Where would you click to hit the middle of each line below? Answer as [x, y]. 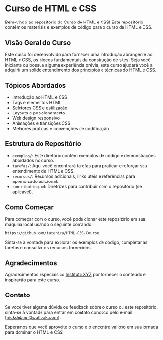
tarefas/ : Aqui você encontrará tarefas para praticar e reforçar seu [80, 166]
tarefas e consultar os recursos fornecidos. [49, 248]
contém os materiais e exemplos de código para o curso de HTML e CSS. [79, 27]
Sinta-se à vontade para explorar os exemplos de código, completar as [76, 242]
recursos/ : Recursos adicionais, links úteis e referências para [73, 176]
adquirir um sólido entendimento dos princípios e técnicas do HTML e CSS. [81, 70]
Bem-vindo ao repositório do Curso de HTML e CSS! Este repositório [74, 22]
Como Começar [29, 207]
